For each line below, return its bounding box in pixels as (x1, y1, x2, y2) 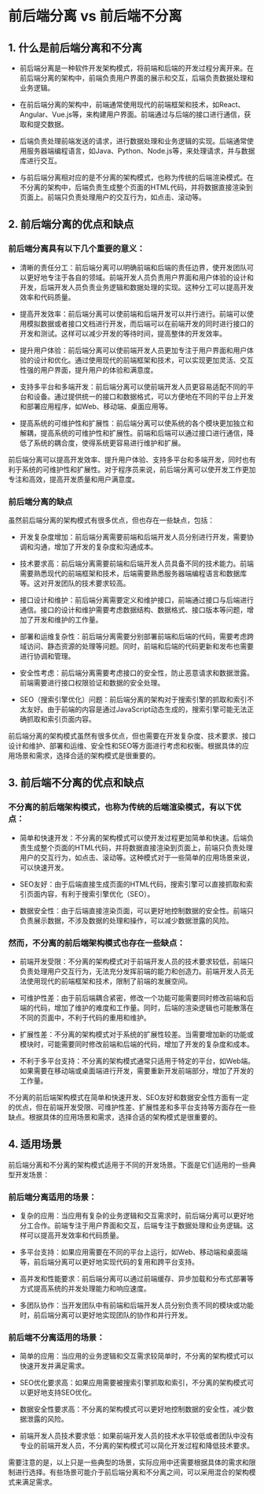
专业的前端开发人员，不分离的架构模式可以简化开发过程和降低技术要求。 (19, 1441, 254, 1451)
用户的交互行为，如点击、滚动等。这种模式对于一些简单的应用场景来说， (19, 853, 254, 862)
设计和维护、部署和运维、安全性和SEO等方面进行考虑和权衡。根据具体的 (8, 741, 243, 750)
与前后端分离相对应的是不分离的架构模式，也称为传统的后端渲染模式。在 (19, 173, 254, 182)
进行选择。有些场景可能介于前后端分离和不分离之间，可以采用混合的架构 (14, 1467, 249, 1477)
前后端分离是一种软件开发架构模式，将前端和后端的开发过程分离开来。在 (19, 64, 254, 72)
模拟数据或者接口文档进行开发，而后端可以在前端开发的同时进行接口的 (26, 318, 254, 328)
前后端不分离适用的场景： (8, 1332, 105, 1343)
